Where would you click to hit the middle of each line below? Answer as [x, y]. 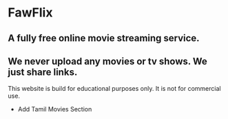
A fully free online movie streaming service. [104, 38]
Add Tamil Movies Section [55, 109]
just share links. [43, 72]
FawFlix [30, 13]
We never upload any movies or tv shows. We [107, 61]
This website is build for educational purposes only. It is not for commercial [114, 89]
